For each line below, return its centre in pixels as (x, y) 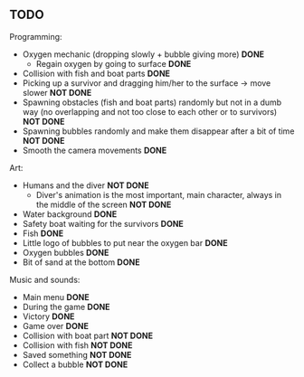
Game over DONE (55, 325)
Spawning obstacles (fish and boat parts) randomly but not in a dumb (152, 102)
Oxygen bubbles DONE (66, 252)
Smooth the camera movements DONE (95, 150)
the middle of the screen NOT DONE (104, 204)
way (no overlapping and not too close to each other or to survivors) (150, 111)
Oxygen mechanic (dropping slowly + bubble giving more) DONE (143, 54)
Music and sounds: (45, 279)
